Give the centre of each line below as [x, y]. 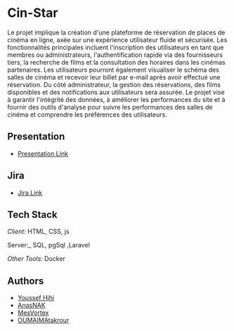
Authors [26, 281]
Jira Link [30, 193]
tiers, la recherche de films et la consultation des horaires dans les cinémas [117, 62]
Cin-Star [33, 13]
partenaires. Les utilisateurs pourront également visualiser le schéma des [113, 70]
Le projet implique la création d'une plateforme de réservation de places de [116, 32]
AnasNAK [31, 305]
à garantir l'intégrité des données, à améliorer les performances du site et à [116, 99]
